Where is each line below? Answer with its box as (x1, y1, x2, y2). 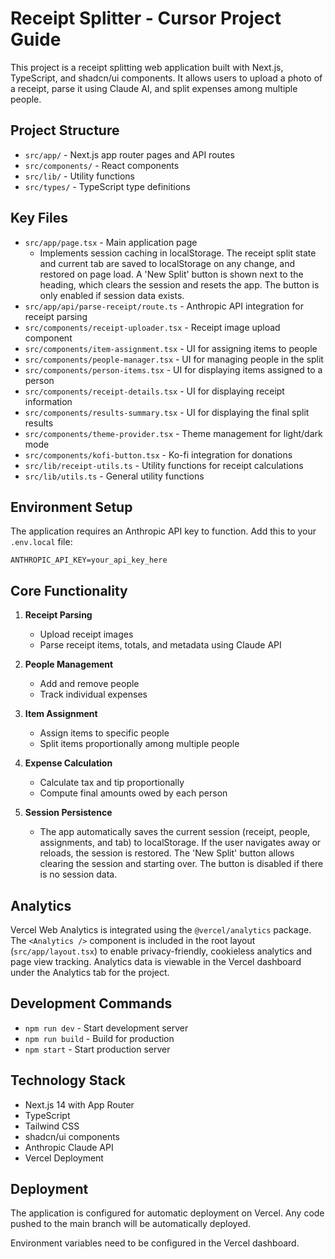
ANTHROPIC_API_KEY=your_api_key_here (10, 555, 168, 566)
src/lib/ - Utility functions (24, 170, 135, 182)
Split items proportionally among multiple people (39, 738, 240, 750)
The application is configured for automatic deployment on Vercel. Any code (10, 1207, 325, 1219)
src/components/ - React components (24, 159, 180, 171)
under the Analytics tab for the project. (10, 967, 170, 978)
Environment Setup (10, 498, 133, 516)
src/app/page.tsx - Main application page (24, 236, 198, 248)
